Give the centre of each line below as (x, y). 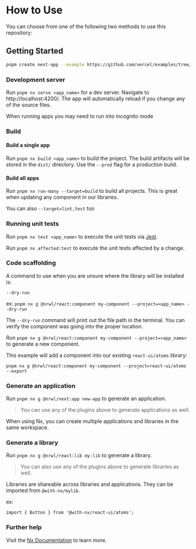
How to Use (34, 10)
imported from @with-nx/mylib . (43, 490)
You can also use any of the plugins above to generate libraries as (99, 467)
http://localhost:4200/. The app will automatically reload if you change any (96, 98)
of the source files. (29, 105)
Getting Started (35, 51)
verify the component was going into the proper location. (74, 326)
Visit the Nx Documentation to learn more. (56, 540)
